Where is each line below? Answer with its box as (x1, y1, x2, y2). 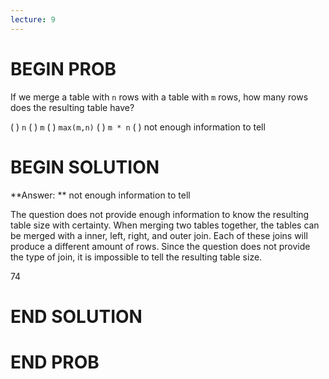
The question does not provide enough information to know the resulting (10, 208, 310, 220)
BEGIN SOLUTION (10, 156, 160, 178)
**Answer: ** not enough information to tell (10, 189, 191, 201)
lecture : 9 (10, 14, 56, 25)
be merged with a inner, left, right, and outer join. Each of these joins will (10, 229, 308, 241)
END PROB (10, 351, 100, 373)
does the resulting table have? (10, 101, 135, 113)
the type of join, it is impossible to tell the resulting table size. (10, 251, 263, 263)
